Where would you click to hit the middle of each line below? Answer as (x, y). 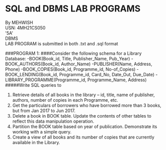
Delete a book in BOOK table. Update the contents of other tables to (82, 116)
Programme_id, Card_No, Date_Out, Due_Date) (107, 74)
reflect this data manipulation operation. (53, 121)
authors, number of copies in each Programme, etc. (65, 100)
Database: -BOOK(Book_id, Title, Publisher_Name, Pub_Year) (68, 58)
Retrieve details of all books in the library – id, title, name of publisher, (83, 95)
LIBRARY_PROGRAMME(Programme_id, (46, 80)
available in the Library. (36, 142)
